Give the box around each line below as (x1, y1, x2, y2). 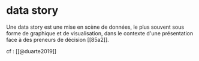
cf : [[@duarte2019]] (6, 47, 57, 54)
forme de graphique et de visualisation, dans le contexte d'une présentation (6, 29, 194, 36)
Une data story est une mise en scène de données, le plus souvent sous (6, 23, 185, 30)
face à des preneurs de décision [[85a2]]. (6, 36, 109, 43)
